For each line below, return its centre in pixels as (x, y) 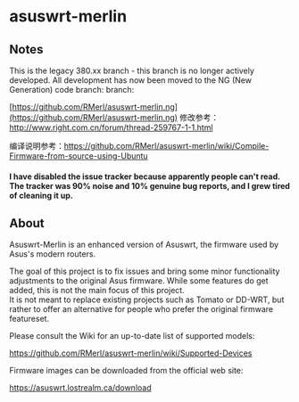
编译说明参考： (37, 146)
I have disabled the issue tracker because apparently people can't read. (145, 176)
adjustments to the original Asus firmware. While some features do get (139, 281)
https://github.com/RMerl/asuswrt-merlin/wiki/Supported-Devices (131, 353)
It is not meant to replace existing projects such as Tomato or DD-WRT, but (147, 299)
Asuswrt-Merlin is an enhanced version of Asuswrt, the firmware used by (144, 245)
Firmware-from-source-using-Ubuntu (79, 156)
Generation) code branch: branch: (72, 90)
